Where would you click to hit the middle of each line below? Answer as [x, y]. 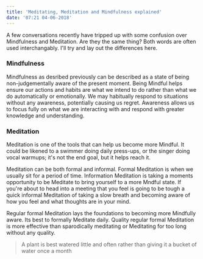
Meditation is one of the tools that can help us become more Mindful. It [95, 145]
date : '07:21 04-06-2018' [39, 18]
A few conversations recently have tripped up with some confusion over [97, 35]
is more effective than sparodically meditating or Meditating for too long [97, 226]
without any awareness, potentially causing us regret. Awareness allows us [101, 102]
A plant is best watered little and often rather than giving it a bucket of [109, 244]
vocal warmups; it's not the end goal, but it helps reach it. [79, 157]
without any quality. [31, 233]
